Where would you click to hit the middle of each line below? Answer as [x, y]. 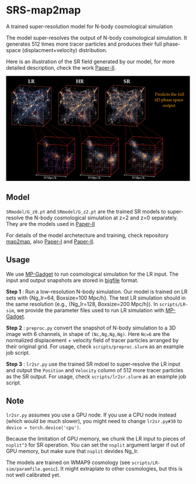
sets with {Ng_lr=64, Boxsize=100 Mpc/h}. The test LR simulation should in [96, 298]
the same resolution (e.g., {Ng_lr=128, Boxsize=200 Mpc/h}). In [82, 304]
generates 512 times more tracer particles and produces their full [84, 44]
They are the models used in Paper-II [50, 224]
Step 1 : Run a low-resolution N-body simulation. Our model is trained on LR [97, 291]
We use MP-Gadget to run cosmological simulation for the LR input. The [92, 274]
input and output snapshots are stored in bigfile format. [72, 280]
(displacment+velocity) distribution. [65, 50]
